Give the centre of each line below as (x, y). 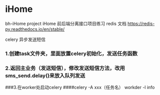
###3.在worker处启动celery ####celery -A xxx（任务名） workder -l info (80, 88)
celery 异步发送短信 (25, 39)
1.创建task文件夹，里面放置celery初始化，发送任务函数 (72, 53)
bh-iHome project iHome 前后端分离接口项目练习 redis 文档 (66, 23)
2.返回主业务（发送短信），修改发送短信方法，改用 (65, 68)
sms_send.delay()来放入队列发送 (45, 76)
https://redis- (141, 23)
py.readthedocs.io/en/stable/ (35, 29)
